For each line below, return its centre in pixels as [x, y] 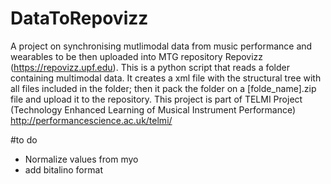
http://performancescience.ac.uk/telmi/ [91, 120]
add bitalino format [63, 169]
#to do [24, 139]
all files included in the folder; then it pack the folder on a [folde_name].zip [163, 88]
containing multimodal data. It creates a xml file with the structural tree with [166, 78]
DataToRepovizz [79, 18]
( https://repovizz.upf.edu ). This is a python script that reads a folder [150, 67]
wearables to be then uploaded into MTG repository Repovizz [137, 56]
